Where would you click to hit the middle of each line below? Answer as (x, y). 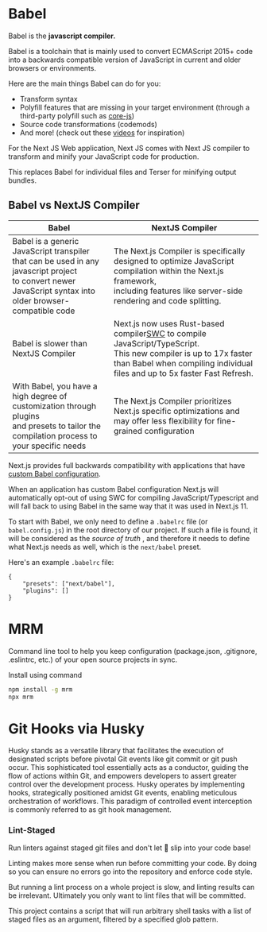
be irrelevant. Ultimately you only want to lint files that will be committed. (127, 895)
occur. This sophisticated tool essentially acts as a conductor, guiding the (128, 768)
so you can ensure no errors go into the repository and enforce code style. (130, 872)
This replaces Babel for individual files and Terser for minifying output (122, 172)
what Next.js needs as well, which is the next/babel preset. (105, 547)
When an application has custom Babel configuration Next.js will (114, 489)
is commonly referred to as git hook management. (90, 810)
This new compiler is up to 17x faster (183, 353)
